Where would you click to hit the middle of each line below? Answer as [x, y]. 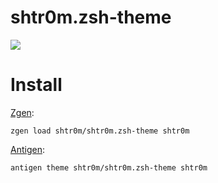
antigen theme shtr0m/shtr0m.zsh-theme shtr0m [109, 167]
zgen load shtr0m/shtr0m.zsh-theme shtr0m [100, 131]
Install [36, 85]
